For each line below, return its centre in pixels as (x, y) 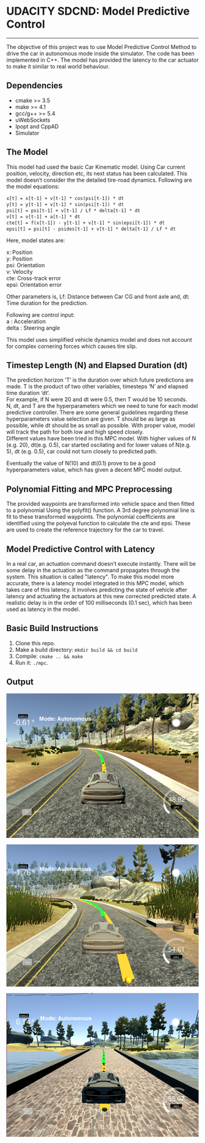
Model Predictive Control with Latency (81, 549)
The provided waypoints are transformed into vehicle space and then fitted (100, 504)
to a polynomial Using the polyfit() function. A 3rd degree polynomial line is (101, 510)
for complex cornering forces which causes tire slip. (72, 346)
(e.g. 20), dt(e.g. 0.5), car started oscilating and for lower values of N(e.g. (99, 445)
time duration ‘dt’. (28, 393)
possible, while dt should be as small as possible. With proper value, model (101, 426)
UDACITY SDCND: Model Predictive (98, 11)
